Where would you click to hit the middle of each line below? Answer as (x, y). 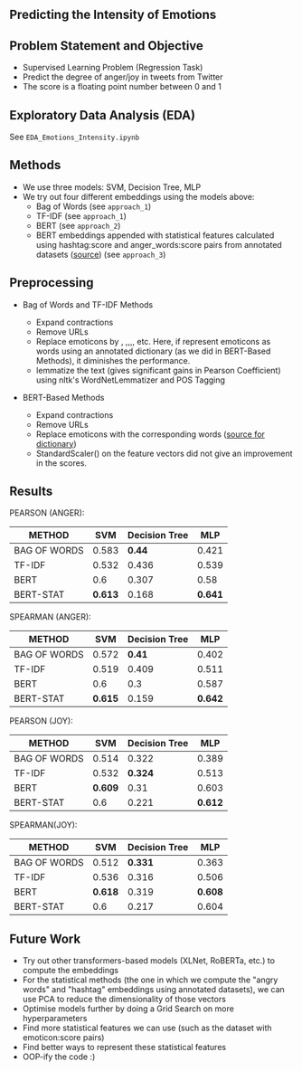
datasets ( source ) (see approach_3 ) (101, 254)
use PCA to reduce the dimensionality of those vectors (124, 1000)
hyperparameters (55, 1019)
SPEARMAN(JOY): (43, 825)
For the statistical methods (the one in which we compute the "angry (150, 980)
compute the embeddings (71, 971)
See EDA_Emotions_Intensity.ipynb (75, 137)
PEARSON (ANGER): (47, 513)
